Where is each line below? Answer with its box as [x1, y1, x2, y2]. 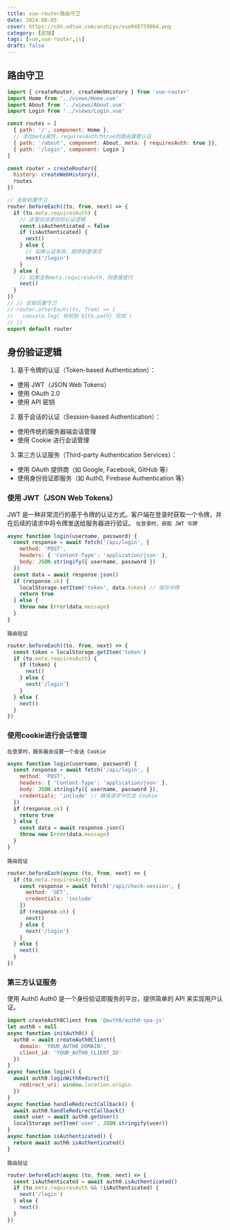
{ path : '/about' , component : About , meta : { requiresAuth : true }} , [13, 139, 218, 146]
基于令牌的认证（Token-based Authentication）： [17, 366, 156, 374]
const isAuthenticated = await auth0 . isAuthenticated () [13, 1178, 178, 1185]
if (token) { [19, 662, 57, 669]
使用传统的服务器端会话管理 [17, 427, 97, 436]
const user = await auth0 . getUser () [13, 1114, 119, 1121]
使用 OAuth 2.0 [17, 389, 60, 398]
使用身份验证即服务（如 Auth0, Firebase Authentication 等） [17, 474, 188, 482]
